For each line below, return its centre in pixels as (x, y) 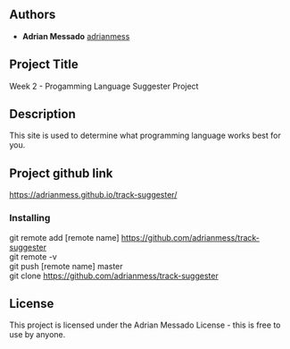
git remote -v (33, 256)
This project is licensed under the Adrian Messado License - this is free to (145, 325)
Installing (30, 218)
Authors (33, 15)
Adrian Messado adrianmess (76, 36)
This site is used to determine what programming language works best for (145, 136)
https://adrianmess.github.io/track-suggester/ (93, 195)
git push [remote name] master (66, 266)
